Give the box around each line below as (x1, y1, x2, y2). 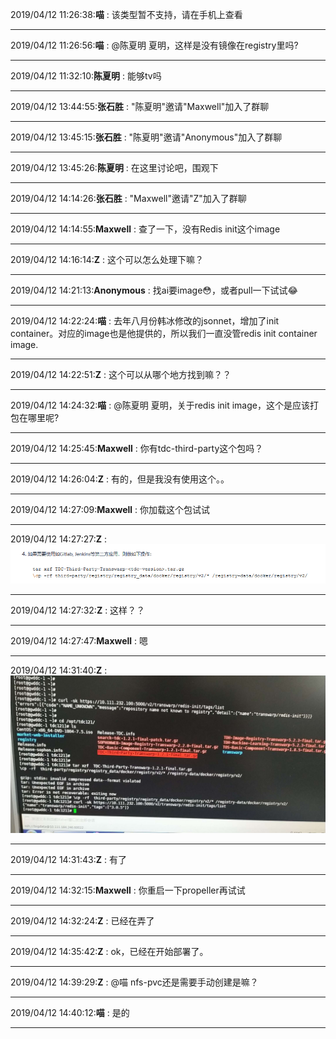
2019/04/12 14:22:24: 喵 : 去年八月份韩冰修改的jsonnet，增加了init (10, 315, 280, 327)
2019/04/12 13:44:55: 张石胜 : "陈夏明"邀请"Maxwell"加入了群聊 (10, 101, 270, 112)
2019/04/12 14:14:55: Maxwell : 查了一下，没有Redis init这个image (10, 223, 281, 235)
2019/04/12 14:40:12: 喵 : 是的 (10, 1007, 130, 1019)
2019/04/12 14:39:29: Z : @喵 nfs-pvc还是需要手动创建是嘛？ (10, 976, 259, 988)
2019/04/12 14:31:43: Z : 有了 (10, 854, 127, 866)
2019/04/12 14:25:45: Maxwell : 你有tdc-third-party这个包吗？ (10, 443, 264, 454)
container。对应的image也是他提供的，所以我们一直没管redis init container (10, 328, 318, 339)
